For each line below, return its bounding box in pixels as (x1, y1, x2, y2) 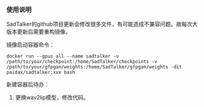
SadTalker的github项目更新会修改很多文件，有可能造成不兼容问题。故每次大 (6, 20, 198, 28)
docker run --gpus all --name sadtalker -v (6, 53, 119, 59)
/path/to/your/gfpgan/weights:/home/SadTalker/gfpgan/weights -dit (6, 64, 183, 70)
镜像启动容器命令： (6, 41, 55, 48)
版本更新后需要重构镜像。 (6, 28, 71, 35)
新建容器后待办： (6, 81, 50, 88)
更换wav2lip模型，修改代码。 (15, 94, 89, 101)
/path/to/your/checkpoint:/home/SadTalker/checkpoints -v (6, 59, 157, 65)
